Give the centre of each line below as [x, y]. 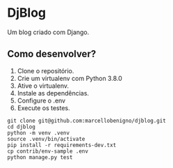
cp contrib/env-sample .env [48, 151]
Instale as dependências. [53, 93]
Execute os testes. [44, 108]
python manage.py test [40, 157]
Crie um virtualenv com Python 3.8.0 [70, 78]
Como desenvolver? [52, 54]
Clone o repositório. [46, 70]
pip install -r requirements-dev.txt [62, 145]
